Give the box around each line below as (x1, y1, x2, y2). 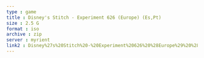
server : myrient (6, 37, 50, 43)
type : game (6, 8, 36, 15)
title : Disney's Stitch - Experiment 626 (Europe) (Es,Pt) (6, 14, 162, 21)
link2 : (6, 43, 26, 49)
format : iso (6, 25, 39, 32)
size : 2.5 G (6, 20, 39, 26)
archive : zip (6, 31, 42, 37)
